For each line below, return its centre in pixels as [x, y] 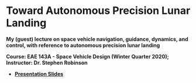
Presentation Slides [39, 74]
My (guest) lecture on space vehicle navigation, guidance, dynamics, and [97, 39]
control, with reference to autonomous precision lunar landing [83, 45]
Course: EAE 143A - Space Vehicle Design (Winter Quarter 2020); [88, 56]
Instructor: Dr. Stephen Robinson [47, 63]
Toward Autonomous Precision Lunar [98, 11]
